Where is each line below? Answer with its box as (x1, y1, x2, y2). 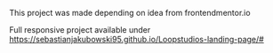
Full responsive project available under (9, 25, 151, 34)
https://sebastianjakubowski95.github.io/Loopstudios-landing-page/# (9, 34, 264, 44)
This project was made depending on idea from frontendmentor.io (9, 8, 251, 18)
